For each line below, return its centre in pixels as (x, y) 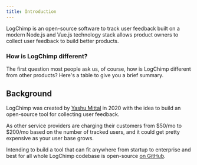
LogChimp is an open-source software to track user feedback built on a (93, 28)
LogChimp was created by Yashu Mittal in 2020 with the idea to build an (93, 108)
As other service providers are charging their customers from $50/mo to (94, 126)
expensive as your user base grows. (50, 138)
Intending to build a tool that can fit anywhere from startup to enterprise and (98, 149)
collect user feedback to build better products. (63, 41)
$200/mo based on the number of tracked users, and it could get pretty (93, 132)
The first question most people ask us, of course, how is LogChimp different (99, 69)
